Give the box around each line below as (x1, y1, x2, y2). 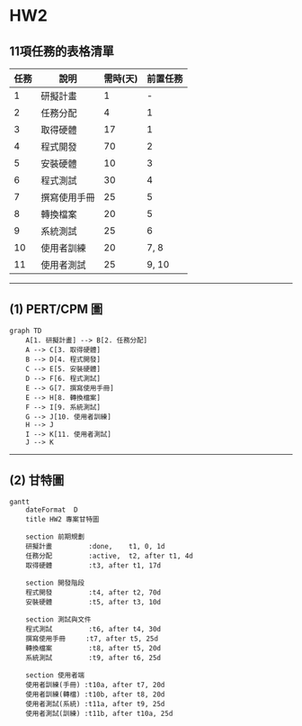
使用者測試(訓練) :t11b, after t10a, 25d (25, 709, 173, 718)
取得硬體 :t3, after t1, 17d (25, 560, 162, 570)
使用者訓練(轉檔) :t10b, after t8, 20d (25, 690, 165, 699)
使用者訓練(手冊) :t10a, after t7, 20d (25, 680, 165, 689)
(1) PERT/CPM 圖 (9, 302, 103, 317)
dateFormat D (25, 505, 78, 514)
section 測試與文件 (25, 614, 92, 624)
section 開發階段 (25, 578, 85, 587)
